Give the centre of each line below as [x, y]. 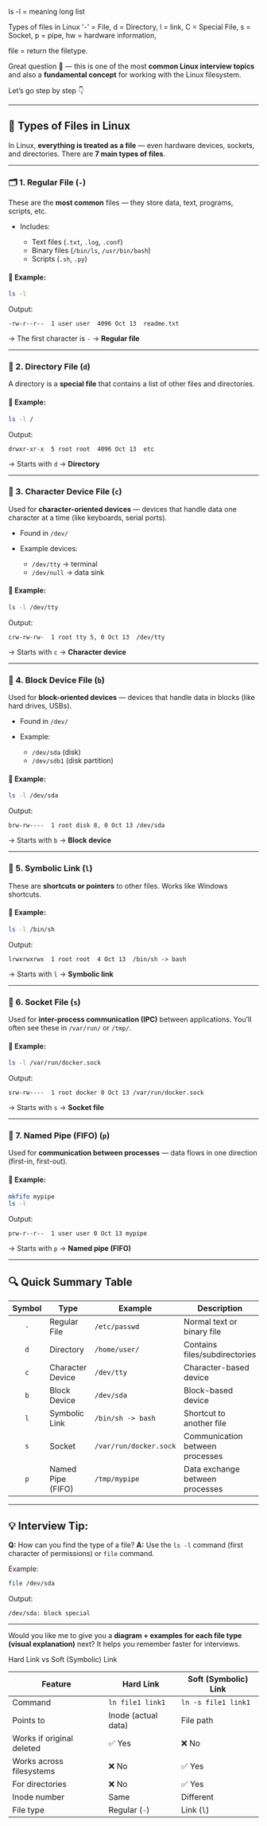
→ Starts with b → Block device [60, 840]
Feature [56, 1683]
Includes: [35, 227]
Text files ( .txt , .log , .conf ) [77, 242]
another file [205, 1423]
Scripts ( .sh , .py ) [59, 259]
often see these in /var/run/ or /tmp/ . [70, 1027]
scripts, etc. [28, 211]
